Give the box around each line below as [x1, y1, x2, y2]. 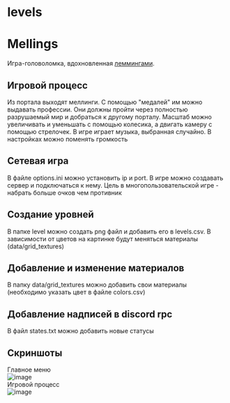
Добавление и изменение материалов [7, 262, 185, 274]
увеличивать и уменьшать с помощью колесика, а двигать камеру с [7, 120, 213, 128]
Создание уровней [7, 208, 94, 220]
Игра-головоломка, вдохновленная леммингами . [7, 59, 155, 68]
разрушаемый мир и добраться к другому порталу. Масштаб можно [7, 112, 213, 121]
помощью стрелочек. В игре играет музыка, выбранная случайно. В [7, 127, 212, 136]
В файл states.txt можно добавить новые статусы [7, 327, 155, 335]
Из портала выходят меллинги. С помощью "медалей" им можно [7, 98, 203, 106]
